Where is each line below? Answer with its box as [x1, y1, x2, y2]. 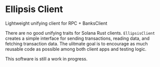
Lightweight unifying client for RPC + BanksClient [5, 20, 108, 26]
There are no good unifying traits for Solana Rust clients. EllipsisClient [5, 30, 155, 36]
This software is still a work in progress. [5, 55, 88, 61]
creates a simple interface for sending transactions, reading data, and [5, 35, 150, 41]
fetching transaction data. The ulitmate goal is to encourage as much [5, 40, 148, 46]
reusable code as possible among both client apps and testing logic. [5, 46, 147, 52]
